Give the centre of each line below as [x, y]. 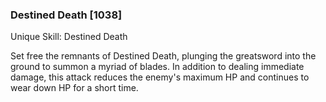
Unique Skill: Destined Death [69, 37]
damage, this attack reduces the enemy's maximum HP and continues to [160, 77]
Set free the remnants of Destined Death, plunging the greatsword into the [163, 56]
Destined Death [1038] [66, 15]
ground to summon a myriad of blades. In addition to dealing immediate [157, 67]
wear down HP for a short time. [74, 88]
